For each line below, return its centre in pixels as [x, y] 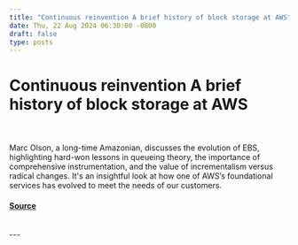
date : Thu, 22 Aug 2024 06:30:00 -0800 [83, 26]
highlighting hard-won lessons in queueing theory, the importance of [135, 157]
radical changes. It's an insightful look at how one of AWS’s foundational [141, 176]
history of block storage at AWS [129, 105]
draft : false [33, 34]
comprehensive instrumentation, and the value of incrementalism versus [141, 167]
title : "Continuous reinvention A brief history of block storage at [141, 17]
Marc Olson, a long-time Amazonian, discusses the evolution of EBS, [134, 148]
